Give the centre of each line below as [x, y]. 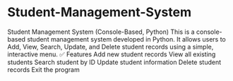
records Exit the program [43, 69]
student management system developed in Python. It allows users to [126, 39]
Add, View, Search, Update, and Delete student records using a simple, [110, 46]
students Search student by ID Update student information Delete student [114, 62]
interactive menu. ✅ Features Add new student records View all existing [112, 54]
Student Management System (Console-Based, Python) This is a [101, 32]
